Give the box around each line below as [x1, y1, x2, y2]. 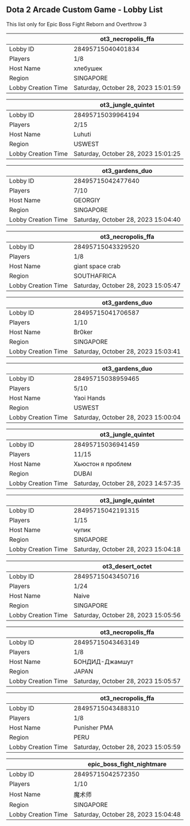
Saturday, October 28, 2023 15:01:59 [73, 83, 181, 92]
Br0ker [73, 328, 93, 336]
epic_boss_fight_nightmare [87, 760, 167, 768]
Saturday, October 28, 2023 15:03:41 [73, 347, 181, 355]
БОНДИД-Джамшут [73, 657, 134, 666]
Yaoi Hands [73, 393, 106, 402]
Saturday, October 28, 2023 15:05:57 [73, 676, 181, 685]
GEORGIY [73, 196, 101, 204]
